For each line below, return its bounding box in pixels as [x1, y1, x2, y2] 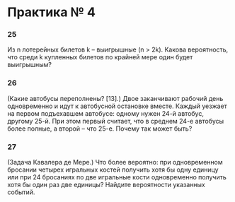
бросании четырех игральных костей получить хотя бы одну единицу [7, 165, 219, 174]
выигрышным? [7, 61, 52, 69]
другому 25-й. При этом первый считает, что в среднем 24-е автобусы [7, 117, 224, 125]
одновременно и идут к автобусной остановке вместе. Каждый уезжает [7, 102, 228, 110]
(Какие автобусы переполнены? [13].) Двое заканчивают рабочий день [7, 94, 224, 102]
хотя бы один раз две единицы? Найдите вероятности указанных [7, 181, 205, 189]
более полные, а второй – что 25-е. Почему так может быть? [7, 124, 193, 133]
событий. [7, 188, 35, 196]
